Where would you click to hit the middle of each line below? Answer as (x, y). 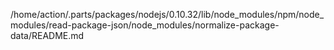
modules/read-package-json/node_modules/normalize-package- (145, 25)
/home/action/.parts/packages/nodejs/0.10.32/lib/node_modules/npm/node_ (167, 14)
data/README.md (47, 35)
